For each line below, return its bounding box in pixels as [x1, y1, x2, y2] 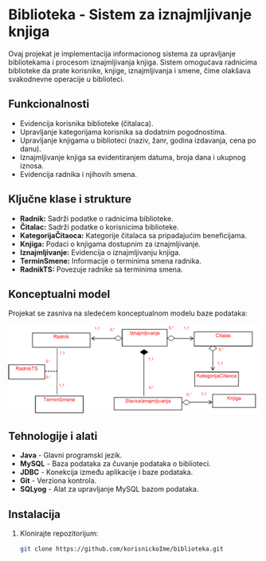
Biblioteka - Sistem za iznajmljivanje [8, 6, 252, 24]
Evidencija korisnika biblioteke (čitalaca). [19, 118, 154, 128]
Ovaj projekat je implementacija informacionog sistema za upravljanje [8, 49, 237, 58]
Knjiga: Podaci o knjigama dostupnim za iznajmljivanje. [19, 239, 201, 249]
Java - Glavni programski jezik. [19, 450, 123, 460]
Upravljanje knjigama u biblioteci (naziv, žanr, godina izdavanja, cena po [19, 135, 256, 145]
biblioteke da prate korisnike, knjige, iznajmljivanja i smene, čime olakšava [8, 65, 251, 75]
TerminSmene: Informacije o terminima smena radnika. [19, 256, 201, 265]
